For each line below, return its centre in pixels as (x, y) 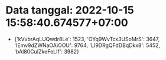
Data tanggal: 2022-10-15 (70, 10)
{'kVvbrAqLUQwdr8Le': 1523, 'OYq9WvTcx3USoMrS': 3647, (87, 39)
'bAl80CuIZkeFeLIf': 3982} (46, 51)
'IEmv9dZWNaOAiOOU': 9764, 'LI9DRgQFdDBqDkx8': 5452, (87, 45)
